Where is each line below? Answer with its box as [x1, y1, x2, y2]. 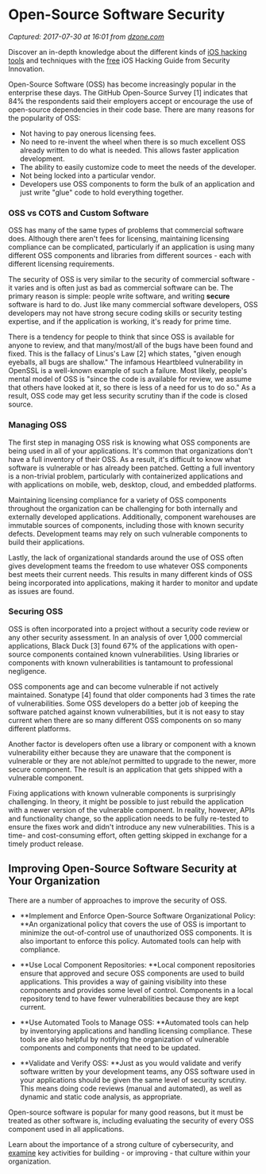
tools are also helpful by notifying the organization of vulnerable [19, 1034, 229, 1044]
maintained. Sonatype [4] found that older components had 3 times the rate [8, 690, 256, 699]
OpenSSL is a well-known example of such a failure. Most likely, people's [8, 366, 248, 375]
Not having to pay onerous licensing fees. [19, 129, 156, 138]
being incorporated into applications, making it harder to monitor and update [8, 578, 258, 587]
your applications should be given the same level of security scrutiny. [19, 1075, 247, 1084]
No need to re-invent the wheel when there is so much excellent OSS [19, 137, 246, 146]
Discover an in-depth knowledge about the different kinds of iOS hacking [8, 47, 248, 56]
